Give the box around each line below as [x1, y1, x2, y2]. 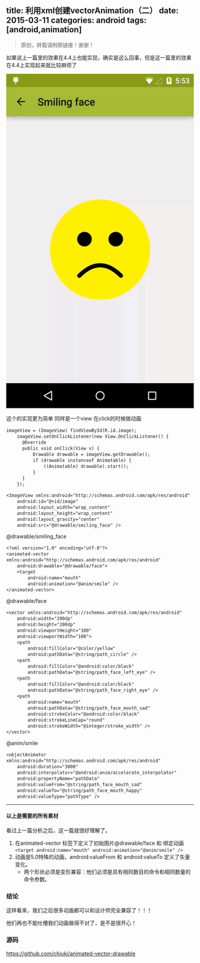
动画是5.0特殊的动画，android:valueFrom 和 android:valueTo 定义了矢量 [14, 853, 190, 861]
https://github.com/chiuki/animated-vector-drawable [6, 950, 136, 957]
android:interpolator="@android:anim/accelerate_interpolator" [17, 770, 177, 776]
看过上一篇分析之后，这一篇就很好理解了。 [6, 827, 111, 834]
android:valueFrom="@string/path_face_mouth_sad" [17, 782, 143, 787]
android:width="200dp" [17, 616, 73, 622]
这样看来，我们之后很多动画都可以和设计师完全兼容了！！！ [6, 907, 152, 914]
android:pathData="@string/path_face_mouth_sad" [27, 705, 151, 711]
